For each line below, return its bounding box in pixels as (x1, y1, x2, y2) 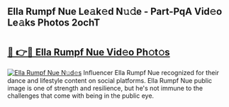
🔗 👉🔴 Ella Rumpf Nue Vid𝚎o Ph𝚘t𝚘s (7, 46, 170, 58)
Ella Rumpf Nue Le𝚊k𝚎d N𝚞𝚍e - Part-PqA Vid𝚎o (7, 6, 223, 18)
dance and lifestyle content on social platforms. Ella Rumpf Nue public (7, 77, 213, 84)
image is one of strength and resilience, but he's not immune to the (7, 84, 203, 92)
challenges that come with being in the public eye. (7, 91, 155, 100)
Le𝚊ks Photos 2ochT (7, 17, 101, 29)
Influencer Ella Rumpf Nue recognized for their (83, 69, 220, 77)
